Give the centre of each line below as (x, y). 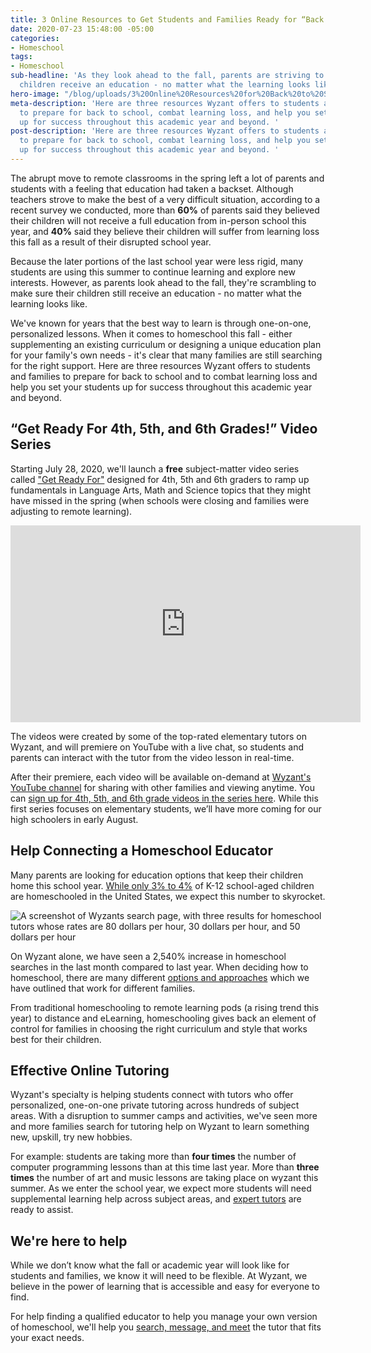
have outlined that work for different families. (103, 988)
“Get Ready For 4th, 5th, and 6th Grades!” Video (164, 429)
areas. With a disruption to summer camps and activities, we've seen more (164, 1116)
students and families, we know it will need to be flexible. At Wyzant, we (159, 1276)
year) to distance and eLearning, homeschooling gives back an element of (163, 1018)
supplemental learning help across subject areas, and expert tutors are (156, 1199)
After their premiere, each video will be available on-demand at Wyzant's (161, 777)
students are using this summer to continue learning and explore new (153, 272)
